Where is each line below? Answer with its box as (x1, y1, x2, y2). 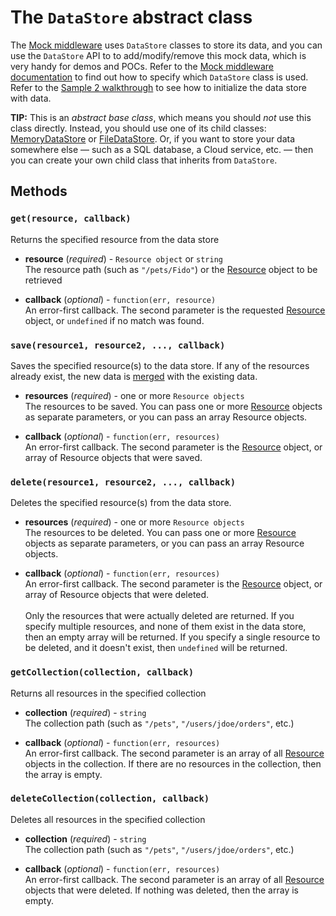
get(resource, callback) (10, 213, 132, 225)
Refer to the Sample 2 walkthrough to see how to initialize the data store (10, 81, 307, 93)
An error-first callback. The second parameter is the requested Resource (24, 304, 326, 316)
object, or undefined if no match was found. (24, 314, 205, 326)
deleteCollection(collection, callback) (10, 793, 210, 805)
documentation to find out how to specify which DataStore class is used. (10, 71, 309, 83)
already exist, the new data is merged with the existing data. (10, 370, 258, 382)
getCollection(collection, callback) (10, 667, 195, 678)
